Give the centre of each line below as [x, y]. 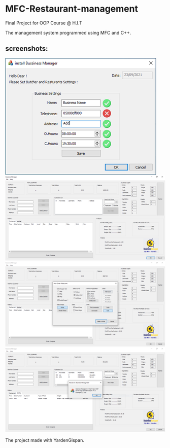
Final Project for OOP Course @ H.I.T [44, 23]
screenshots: [27, 49]
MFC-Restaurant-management [72, 9]
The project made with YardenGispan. [45, 440]
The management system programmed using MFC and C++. [68, 32]
